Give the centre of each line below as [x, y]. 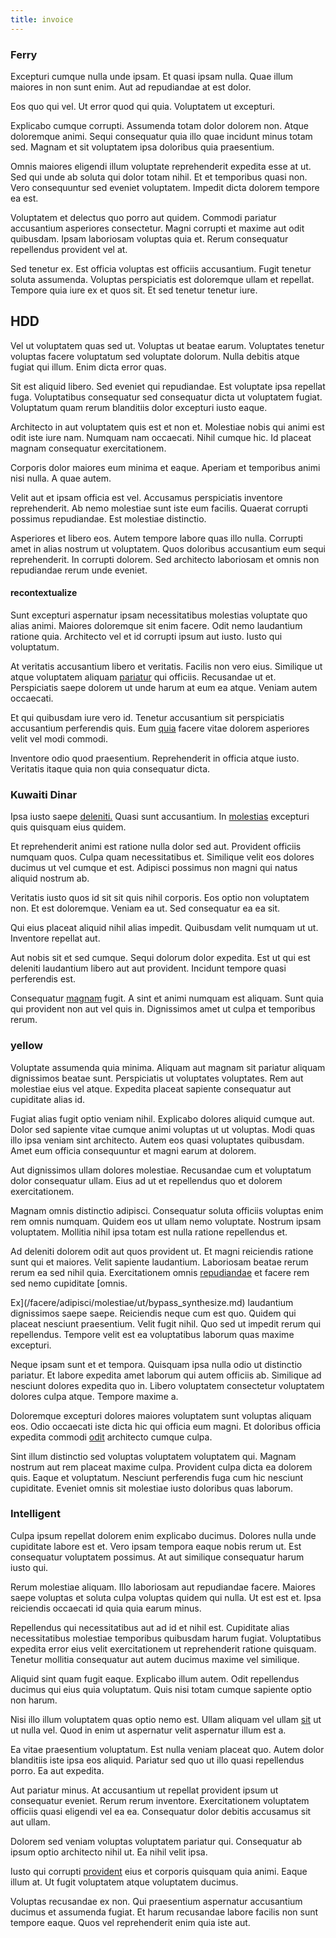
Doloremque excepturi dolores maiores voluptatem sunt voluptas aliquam [161, 1415]
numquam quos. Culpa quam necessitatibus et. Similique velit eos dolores [162, 857]
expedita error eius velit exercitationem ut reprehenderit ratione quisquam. [163, 1648]
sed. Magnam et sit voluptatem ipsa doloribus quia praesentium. [142, 147]
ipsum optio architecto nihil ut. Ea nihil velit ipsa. [109, 1852]
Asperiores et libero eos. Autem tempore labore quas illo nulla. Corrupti [156, 538]
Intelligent [35, 1514]
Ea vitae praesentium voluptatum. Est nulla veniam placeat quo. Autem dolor [167, 1749]
